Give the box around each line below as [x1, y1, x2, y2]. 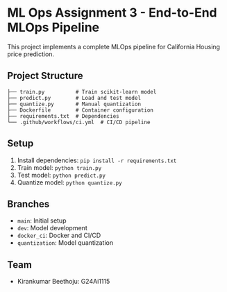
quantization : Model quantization [17, 239, 113, 247]
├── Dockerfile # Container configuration [7, 106, 154, 114]
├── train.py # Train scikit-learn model [7, 88, 157, 95]
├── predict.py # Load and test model [7, 94, 141, 101]
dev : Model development [17, 224, 88, 232]
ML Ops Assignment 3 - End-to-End [7, 5, 217, 21]
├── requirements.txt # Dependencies [7, 112, 119, 119]
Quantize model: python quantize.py [17, 178, 123, 187]
